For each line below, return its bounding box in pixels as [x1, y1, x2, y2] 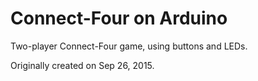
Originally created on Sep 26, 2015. [10, 59, 155, 71]
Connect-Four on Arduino [10, 7, 228, 30]
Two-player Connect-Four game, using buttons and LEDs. [10, 40, 248, 52]
